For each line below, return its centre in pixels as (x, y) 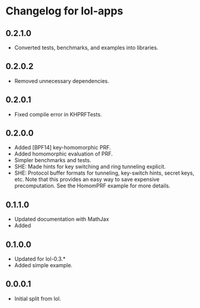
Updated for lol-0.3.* (40, 259)
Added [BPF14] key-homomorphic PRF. (63, 148)
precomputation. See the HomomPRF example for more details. (92, 186)
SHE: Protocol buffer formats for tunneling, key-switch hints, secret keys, (104, 173)
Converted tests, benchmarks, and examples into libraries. (86, 47)
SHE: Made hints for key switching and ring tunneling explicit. (90, 167)
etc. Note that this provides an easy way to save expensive (87, 180)
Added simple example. (43, 265)
